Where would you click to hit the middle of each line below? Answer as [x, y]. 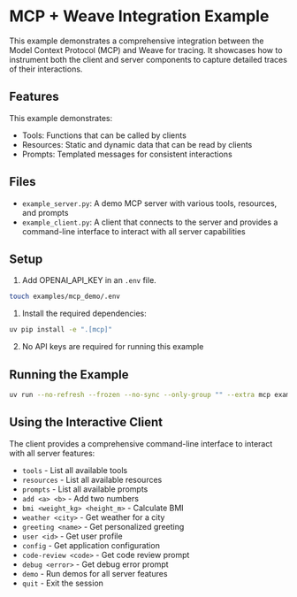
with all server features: [52, 453]
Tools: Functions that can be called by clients [104, 135]
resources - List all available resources [92, 479]
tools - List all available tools [75, 470]
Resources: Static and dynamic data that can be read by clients [137, 144]
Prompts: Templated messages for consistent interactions [127, 154]
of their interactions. [46, 69]
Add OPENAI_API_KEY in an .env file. [89, 280]
